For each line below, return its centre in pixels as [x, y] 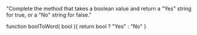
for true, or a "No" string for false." [49, 15]
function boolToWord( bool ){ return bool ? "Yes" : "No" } [76, 26]
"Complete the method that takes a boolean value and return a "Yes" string [99, 9]
